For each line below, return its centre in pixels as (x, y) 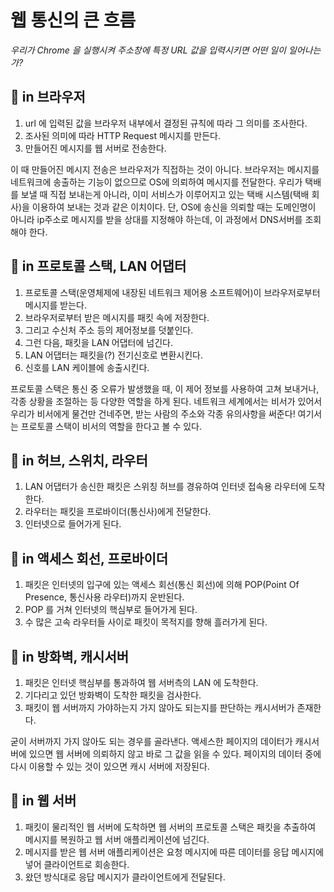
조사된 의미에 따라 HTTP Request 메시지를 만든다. (123, 135)
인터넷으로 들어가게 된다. (73, 524)
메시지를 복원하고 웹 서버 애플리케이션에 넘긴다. (117, 839)
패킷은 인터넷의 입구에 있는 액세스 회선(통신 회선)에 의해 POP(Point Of (162, 585)
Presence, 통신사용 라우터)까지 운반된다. (104, 597)
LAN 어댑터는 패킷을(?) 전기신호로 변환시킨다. (114, 355)
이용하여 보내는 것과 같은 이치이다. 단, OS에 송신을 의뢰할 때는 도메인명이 (174, 207)
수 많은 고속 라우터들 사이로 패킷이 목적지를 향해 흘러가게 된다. (146, 622)
